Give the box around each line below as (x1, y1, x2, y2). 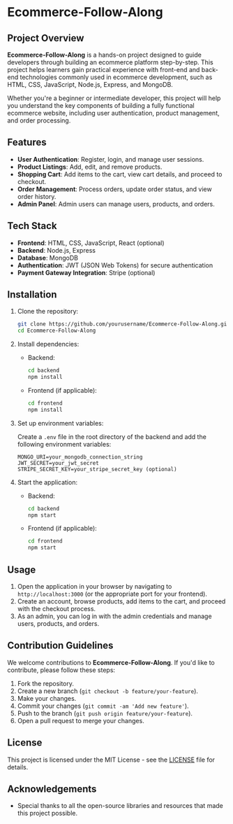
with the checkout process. (17, 605, 96, 613)
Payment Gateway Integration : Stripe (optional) (17, 268, 156, 277)
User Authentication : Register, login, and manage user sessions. (17, 155, 204, 163)
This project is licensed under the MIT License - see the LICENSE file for (7, 755, 215, 764)
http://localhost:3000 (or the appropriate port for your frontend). (17, 589, 208, 598)
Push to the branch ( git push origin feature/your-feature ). (17, 708, 193, 718)
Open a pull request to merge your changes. (17, 716, 144, 725)
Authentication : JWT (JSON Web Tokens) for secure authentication (17, 260, 213, 270)
